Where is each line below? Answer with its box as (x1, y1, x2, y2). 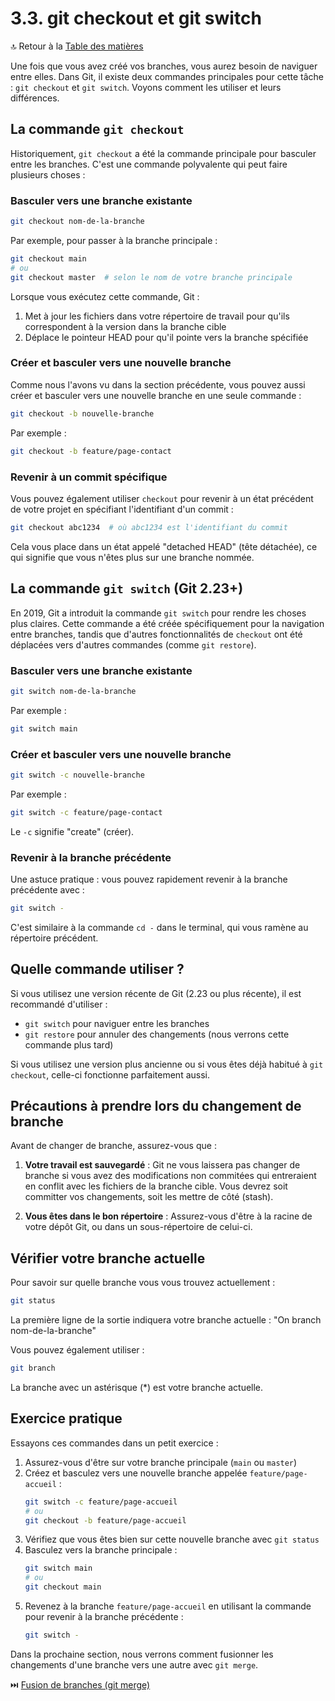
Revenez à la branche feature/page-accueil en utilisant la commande (24, 1600, 312, 1612)
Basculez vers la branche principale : (24, 1544, 178, 1556)
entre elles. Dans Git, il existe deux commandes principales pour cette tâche (10, 70, 324, 82)
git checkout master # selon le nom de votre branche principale (10, 272, 293, 282)
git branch (10, 1363, 56, 1374)
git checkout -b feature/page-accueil (24, 1515, 187, 1526)
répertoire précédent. (10, 932, 99, 944)
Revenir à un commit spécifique (10, 470, 168, 484)
